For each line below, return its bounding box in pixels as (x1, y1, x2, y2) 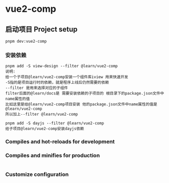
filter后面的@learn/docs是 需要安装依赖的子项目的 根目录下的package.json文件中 (5, 91, 164, 96)
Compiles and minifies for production (5, 152, 100, 159)
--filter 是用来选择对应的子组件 (5, 85, 68, 90)
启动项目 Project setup (5, 25, 78, 33)
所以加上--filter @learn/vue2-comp (5, 112, 78, 117)
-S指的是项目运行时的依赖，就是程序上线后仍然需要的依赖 (5, 80, 109, 85)
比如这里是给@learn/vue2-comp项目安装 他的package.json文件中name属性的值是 (5, 102, 158, 107)
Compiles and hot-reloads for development (5, 138, 115, 145)
